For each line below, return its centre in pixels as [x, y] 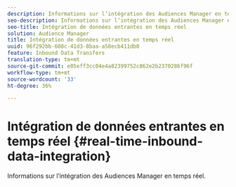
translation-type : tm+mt [44, 60]
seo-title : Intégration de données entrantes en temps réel [97, 27]
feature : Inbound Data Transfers [56, 53]
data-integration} [59, 156]
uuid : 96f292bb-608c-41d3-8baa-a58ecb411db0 [73, 46]
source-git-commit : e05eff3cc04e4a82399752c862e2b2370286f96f [100, 66]
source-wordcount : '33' [42, 79]
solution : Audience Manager [48, 33]
